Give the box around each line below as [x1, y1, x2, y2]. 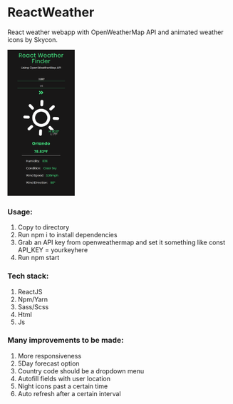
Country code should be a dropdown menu [17, 366, 145, 375]
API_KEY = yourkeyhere [17, 246, 88, 254]
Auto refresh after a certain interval [17, 389, 121, 398]
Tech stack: [7, 271, 49, 281]
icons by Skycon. [7, 35, 58, 43]
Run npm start [17, 254, 60, 262]
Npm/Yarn [17, 295, 48, 304]
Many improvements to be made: [7, 336, 124, 346]
